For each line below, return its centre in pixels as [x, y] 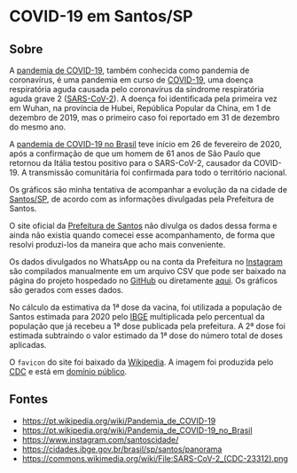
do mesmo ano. [38, 127]
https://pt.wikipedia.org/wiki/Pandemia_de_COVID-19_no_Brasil [137, 430]
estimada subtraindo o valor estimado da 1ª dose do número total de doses [146, 335]
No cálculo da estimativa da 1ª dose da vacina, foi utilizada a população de [145, 307]
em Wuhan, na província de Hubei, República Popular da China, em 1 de [140, 108]
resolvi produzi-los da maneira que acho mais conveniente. [117, 244]
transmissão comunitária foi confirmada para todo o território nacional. [158, 172]
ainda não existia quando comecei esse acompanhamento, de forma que [142, 235]
